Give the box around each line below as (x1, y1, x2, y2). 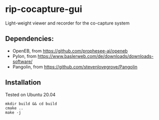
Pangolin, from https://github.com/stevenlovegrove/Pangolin (12, 63, 138, 69)
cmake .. (5, 105, 24, 110)
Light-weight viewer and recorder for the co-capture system (5, 20, 130, 26)
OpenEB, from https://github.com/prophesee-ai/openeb (12, 47, 128, 53)
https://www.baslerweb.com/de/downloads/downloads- (37, 53, 154, 59)
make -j (5, 110, 22, 115)
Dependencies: (5, 34, 54, 43)
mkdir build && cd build (5, 101, 57, 106)
